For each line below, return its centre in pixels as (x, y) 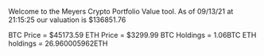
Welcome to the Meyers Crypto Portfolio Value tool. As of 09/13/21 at (121, 11)
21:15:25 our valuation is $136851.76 (67, 20)
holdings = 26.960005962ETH (58, 43)
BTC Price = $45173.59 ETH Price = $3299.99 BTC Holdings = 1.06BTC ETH (132, 35)
